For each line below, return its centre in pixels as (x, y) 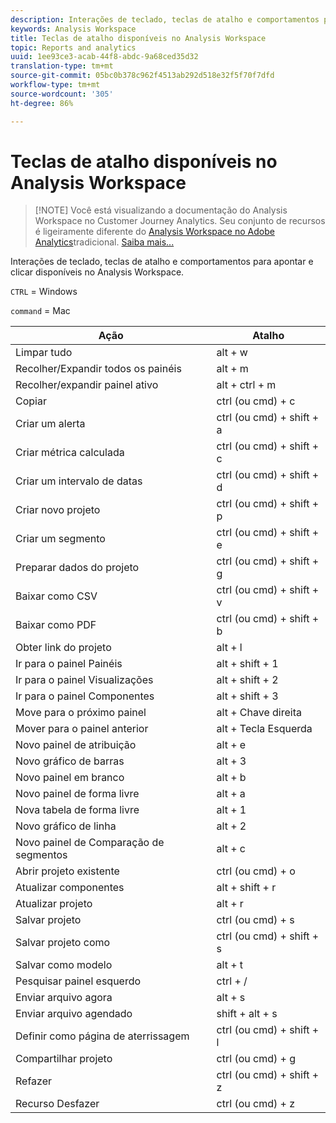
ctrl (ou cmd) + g (256, 1059)
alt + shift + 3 (247, 696)
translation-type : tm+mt (62, 66)
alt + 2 (231, 826)
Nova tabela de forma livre (77, 810)
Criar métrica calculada (70, 453)
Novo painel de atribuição (76, 745)
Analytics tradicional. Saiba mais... (104, 242)
